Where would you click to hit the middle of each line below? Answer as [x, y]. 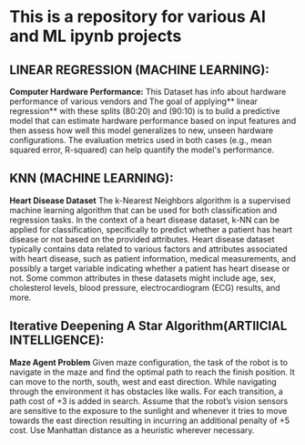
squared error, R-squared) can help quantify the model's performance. [142, 150]
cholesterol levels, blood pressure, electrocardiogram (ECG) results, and [145, 287]
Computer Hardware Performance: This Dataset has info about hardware [148, 92]
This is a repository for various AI [138, 17]
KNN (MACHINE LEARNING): [91, 178]
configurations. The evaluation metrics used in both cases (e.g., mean [141, 140]
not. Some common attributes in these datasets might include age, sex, [142, 278]
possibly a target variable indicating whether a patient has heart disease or [150, 268]
